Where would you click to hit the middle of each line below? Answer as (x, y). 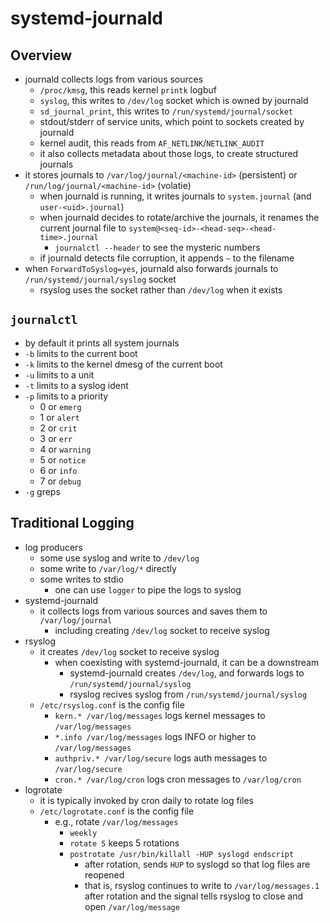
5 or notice (63, 459)
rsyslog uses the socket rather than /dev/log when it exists (161, 290)
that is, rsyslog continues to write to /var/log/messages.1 (202, 885)
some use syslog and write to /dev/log (119, 558)
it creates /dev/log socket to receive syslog (129, 651)
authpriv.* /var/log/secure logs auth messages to (161, 758)
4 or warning (65, 449)
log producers (53, 547)
